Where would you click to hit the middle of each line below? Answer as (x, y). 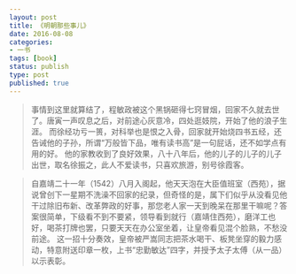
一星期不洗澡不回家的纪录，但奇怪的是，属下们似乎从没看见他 (175, 194)
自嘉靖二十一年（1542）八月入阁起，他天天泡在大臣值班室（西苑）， (154, 183)
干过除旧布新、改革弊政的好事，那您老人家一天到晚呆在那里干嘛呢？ (155, 205)
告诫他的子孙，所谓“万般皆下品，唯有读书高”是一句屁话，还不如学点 (155, 142)
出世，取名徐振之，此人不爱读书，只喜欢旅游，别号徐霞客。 (140, 164)
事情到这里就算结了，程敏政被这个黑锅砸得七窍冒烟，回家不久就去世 (155, 109)
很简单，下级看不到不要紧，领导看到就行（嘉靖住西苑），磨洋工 (153, 217)
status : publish (39, 67)
